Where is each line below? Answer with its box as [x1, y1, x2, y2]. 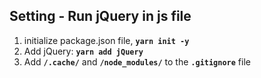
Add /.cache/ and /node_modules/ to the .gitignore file [23, 55, 251, 68]
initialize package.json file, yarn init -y [23, 34, 190, 46]
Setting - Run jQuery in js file [9, 8, 192, 25]
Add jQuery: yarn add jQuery [23, 45, 144, 57]
